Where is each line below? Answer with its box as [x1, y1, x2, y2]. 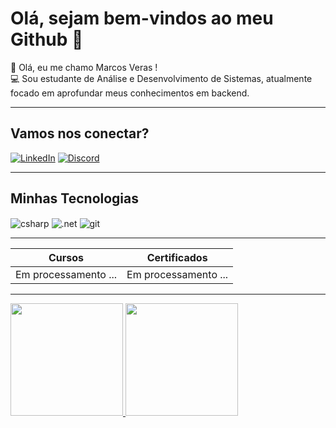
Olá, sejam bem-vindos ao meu [10, 7, 274, 30]
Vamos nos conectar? [10, 125, 150, 142]
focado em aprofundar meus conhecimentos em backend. [10, 87, 250, 99]
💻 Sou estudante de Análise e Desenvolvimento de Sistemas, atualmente [10, 72, 313, 84]
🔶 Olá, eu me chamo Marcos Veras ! [10, 61, 158, 73]
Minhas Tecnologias [10, 190, 140, 207]
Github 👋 [10, 28, 84, 51]
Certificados [146, 251, 208, 265]
